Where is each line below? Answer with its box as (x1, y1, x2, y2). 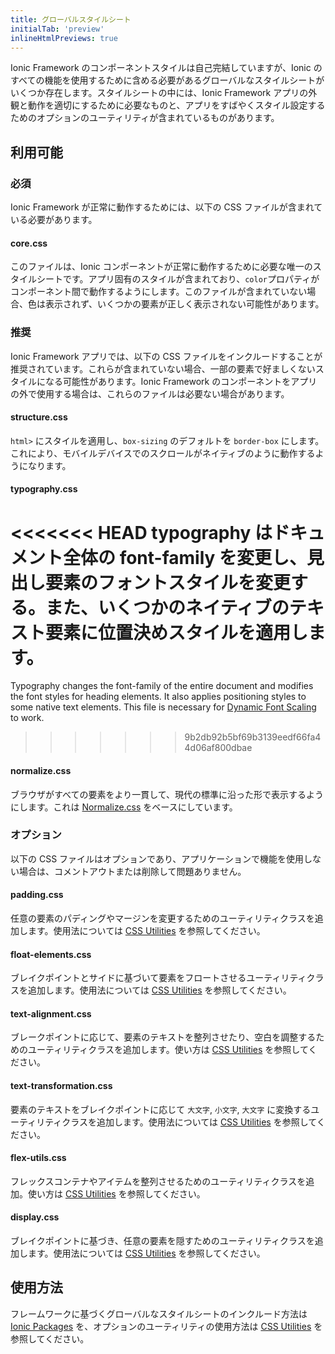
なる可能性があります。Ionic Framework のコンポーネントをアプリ (44, 375, 318, 387)
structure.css (10, 411, 68, 423)
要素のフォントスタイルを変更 (45, 571, 292, 594)
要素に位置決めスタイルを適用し (45, 621, 309, 644)
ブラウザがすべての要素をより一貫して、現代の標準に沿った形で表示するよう (10, 788, 325, 800)
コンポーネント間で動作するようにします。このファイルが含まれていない (10, 286, 308, 298)
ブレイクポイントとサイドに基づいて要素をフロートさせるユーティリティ (10, 972, 307, 984)
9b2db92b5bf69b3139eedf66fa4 (184, 731, 322, 743)
